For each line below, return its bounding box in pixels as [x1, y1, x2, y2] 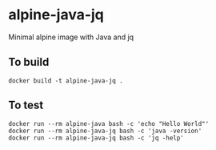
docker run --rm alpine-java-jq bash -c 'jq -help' [8, 134, 184, 142]
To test [8, 99, 44, 112]
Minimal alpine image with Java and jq [8, 32, 134, 42]
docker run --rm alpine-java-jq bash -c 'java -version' [8, 127, 202, 135]
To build [8, 55, 50, 69]
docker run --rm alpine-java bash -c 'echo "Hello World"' [8, 120, 210, 128]
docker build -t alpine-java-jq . [8, 76, 124, 85]
